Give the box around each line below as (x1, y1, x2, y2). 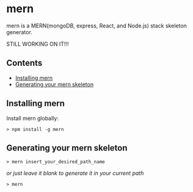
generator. (6, 28, 32, 35)
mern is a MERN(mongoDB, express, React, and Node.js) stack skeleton (6, 22, 188, 29)
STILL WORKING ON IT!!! (6, 40, 69, 48)
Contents (6, 58, 43, 68)
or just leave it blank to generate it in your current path (6, 169, 144, 177)
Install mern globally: (6, 115, 59, 122)
